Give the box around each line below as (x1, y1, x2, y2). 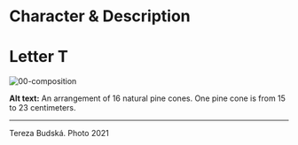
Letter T (9, 47, 68, 67)
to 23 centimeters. (9, 103, 77, 113)
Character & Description (9, 6, 191, 27)
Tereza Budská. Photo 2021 (9, 128, 109, 139)
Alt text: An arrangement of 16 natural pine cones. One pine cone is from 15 (9, 93, 286, 103)
